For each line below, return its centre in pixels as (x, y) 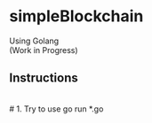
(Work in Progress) (44, 50)
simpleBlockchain (76, 16)
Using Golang (34, 41)
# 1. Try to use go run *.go (56, 109)
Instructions (44, 78)
